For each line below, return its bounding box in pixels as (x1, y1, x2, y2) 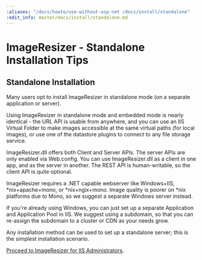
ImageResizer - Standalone (6, 40, 145, 54)
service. (6, 137, 27, 144)
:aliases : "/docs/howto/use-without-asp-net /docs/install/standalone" (6, 8, 190, 15)
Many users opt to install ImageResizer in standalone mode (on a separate (6, 93, 191, 100)
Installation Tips (6, 53, 89, 67)
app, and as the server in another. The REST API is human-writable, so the (6, 161, 191, 169)
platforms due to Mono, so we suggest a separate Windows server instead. (6, 192, 193, 200)
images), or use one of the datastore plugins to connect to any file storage (6, 130, 191, 138)
